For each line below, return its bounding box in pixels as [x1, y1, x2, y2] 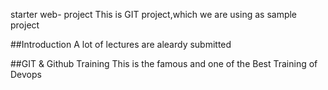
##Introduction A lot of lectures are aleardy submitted [10, 39, 232, 50]
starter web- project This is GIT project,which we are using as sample [10, 9, 298, 20]
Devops [10, 69, 42, 80]
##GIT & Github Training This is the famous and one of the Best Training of [10, 58, 318, 69]
